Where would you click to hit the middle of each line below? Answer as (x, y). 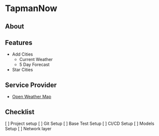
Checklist (20, 112)
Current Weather (36, 60)
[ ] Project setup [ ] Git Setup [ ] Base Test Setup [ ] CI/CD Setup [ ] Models (80, 123)
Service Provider (31, 85)
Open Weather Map (32, 97)
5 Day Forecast (34, 65)
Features (19, 42)
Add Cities (22, 54)
